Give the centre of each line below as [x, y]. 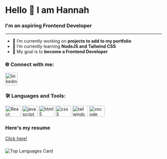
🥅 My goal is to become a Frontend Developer [60, 52]
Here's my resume [28, 128]
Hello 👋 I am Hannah [47, 10]
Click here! [16, 139]
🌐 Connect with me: [30, 65]
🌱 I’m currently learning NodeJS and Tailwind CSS [64, 46]
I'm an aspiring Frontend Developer [48, 26]
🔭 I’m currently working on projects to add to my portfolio [72, 41]
